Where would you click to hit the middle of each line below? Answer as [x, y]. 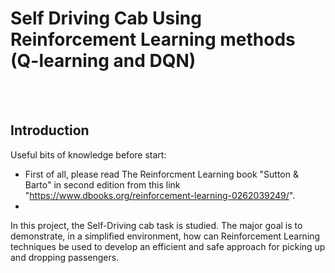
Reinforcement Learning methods [153, 39]
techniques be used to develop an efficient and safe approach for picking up [168, 246]
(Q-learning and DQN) [103, 61]
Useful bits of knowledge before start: [88, 154]
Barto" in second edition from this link [102, 184]
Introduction [50, 130]
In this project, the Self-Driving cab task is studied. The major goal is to [156, 225]
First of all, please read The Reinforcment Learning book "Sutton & [161, 174]
